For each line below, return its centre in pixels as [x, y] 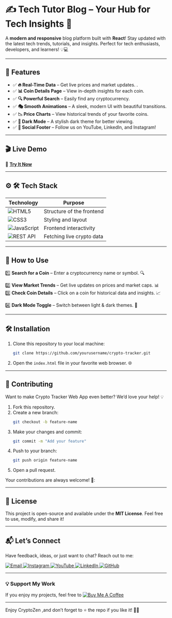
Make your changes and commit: [47, 432]
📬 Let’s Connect [33, 541]
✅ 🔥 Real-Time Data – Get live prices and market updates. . [75, 84]
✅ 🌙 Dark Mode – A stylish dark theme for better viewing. [73, 121]
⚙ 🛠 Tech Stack [31, 186]
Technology [23, 203]
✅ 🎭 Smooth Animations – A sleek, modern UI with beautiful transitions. [90, 106]
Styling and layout [65, 220]
